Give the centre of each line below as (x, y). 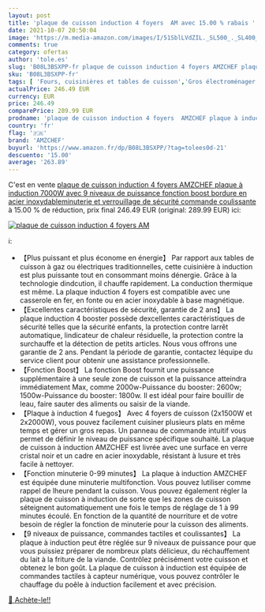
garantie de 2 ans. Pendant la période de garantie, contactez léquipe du (136, 352)
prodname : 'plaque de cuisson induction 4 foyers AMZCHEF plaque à (123, 118)
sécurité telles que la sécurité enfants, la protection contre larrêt (124, 327)
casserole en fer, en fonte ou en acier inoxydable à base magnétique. (132, 300)
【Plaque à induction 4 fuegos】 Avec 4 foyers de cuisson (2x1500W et (136, 413)
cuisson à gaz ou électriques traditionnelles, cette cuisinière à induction (136, 267)
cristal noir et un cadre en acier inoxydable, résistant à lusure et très (130, 456)
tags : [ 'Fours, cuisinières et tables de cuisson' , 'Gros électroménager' (134, 81)
